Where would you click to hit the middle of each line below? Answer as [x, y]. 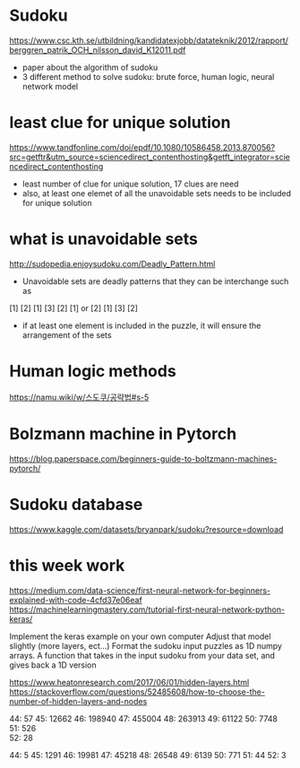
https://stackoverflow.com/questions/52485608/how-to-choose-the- [137, 692]
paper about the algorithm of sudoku [90, 67]
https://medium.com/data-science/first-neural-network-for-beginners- [140, 590]
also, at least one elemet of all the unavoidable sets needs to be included [157, 193]
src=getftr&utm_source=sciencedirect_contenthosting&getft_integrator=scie [150, 157]
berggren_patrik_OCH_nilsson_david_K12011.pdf [98, 49]
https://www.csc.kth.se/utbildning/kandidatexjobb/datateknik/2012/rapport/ [149, 40]
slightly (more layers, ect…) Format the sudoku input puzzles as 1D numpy [146, 645]
